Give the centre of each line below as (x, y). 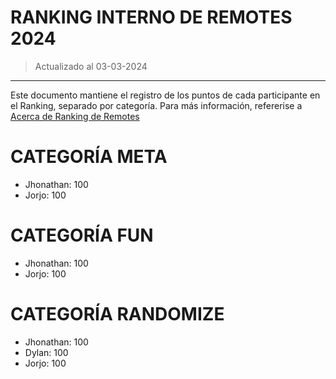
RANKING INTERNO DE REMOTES (151, 17)
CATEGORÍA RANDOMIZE (117, 314)
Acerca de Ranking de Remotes (75, 116)
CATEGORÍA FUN (82, 235)
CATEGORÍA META (89, 157)
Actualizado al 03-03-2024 (91, 66)
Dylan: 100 (46, 352)
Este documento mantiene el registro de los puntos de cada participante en (165, 95)
